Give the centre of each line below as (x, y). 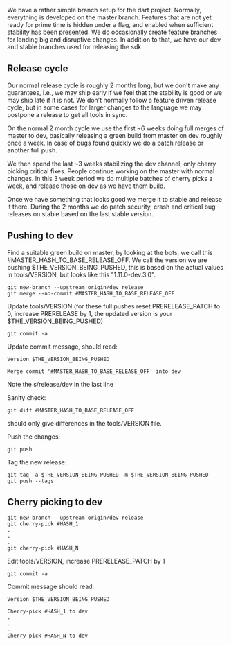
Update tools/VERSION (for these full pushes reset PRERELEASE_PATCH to (113, 306)
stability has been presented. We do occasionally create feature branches (112, 32)
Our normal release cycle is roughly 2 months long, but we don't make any (113, 85)
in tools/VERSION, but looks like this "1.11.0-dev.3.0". (82, 274)
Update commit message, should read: (62, 347)
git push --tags (30, 481)
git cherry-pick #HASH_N (43, 548)
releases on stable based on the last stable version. (81, 213)
